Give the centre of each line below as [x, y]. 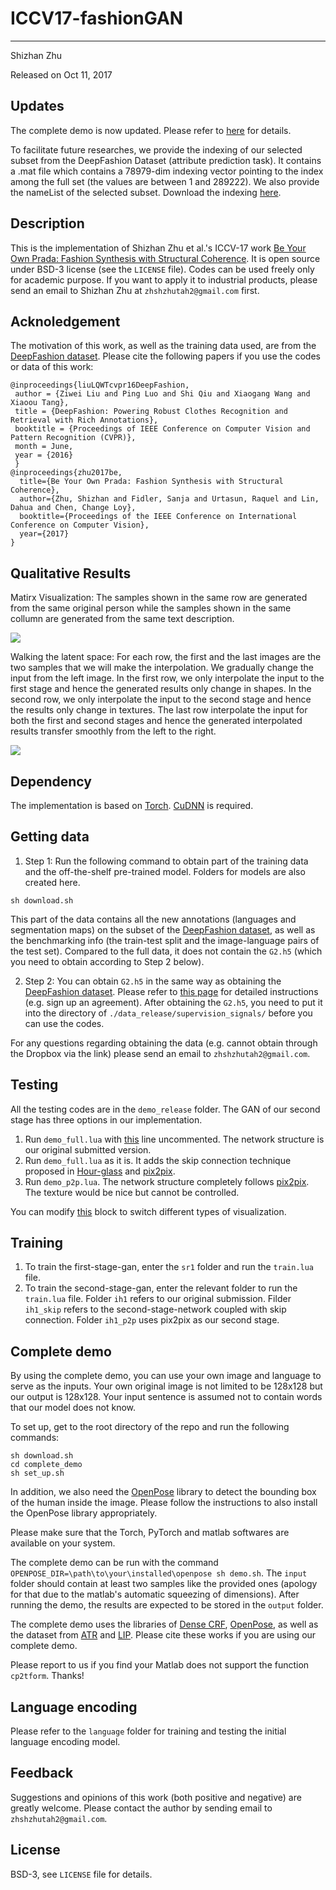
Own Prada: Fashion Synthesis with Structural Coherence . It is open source [165, 258]
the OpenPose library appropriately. [84, 1513]
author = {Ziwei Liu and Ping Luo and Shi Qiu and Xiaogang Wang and [162, 394]
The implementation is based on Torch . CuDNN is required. [132, 805]
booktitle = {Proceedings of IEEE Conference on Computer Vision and [162, 429]
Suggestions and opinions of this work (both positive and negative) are [156, 1797]
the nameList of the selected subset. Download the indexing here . [146, 192]
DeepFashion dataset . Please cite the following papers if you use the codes [165, 356]
